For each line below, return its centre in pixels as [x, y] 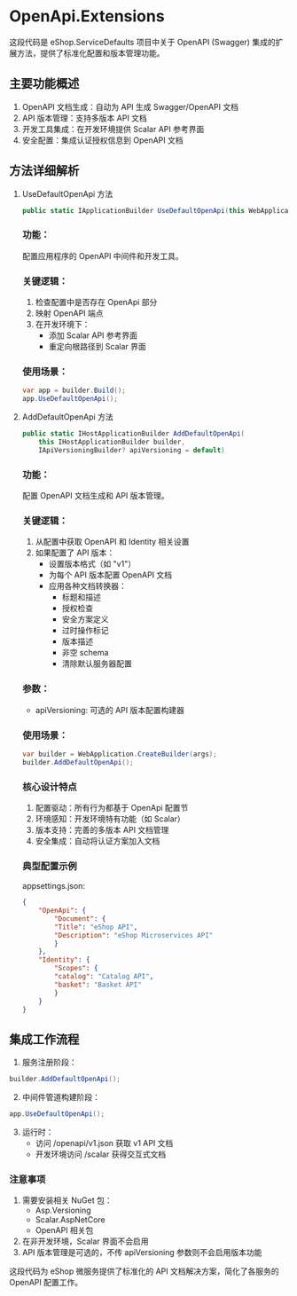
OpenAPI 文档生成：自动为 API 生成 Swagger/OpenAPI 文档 [130, 106]
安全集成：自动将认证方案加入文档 [98, 841]
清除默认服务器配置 [97, 664]
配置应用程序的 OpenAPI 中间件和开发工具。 [102, 255]
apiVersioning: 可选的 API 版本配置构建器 [109, 710]
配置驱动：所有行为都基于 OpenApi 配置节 [112, 807]
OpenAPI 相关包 [64, 1230]
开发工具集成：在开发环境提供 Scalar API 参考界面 [113, 129]
